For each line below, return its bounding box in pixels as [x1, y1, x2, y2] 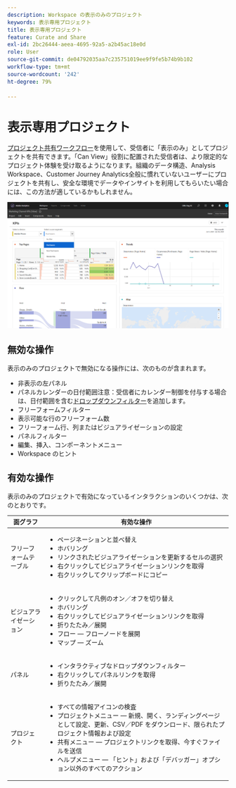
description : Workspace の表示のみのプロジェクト [7, 11, 143, 18]
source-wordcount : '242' [7, 70, 80, 77]
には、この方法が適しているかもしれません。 [7, 187, 137, 196]
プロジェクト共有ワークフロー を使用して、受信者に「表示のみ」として [7, 144, 210, 152]
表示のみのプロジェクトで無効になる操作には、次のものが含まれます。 [7, 363, 210, 373]
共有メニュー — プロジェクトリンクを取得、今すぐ [57, 738, 202, 746]
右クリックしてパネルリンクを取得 [57, 670, 156, 679]
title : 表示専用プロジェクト [7, 26, 82, 33]
